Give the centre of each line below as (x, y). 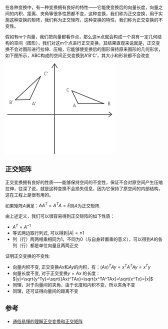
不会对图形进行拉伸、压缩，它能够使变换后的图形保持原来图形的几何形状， (86, 49)
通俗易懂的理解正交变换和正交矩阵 (47, 321)
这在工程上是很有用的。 (29, 194)
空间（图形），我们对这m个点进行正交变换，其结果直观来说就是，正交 (85, 43)
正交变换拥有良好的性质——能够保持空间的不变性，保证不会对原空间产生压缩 (84, 182)
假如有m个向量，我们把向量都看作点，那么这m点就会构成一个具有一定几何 (81, 37)
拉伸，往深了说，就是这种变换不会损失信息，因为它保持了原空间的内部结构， (84, 188)
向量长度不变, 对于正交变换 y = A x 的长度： (56, 273)
